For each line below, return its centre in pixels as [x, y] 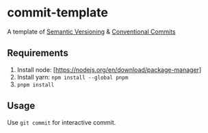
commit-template [57, 13]
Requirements [38, 53]
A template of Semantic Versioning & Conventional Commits [91, 32]
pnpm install [36, 85]
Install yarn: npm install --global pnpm [73, 77]
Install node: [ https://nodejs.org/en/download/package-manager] [109, 69]
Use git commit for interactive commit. [62, 122]
